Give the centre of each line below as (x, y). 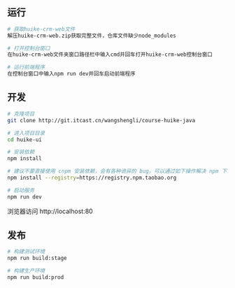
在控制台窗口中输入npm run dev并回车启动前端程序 (71, 74)
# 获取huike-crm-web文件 (41, 29)
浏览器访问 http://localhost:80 (50, 211)
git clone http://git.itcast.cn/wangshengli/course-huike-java (101, 120)
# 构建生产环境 (26, 271)
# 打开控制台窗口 (29, 48)
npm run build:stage (37, 258)
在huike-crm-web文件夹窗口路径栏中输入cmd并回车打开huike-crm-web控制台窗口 (110, 55)
